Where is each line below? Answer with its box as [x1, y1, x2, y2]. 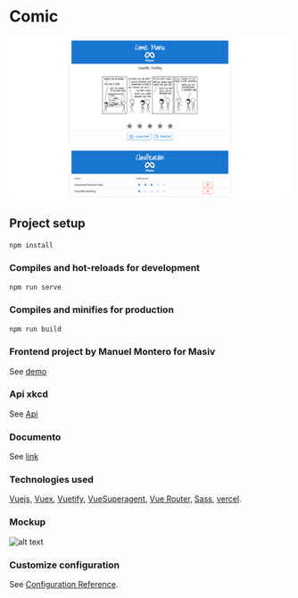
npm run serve [9, 282, 62, 291]
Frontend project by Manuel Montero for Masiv [9, 346, 216, 358]
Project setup [9, 216, 87, 232]
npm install [9, 240, 54, 249]
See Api [9, 408, 38, 419]
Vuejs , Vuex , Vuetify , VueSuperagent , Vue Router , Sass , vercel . [9, 493, 243, 504]
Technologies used [9, 474, 94, 486]
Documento [9, 431, 62, 443]
